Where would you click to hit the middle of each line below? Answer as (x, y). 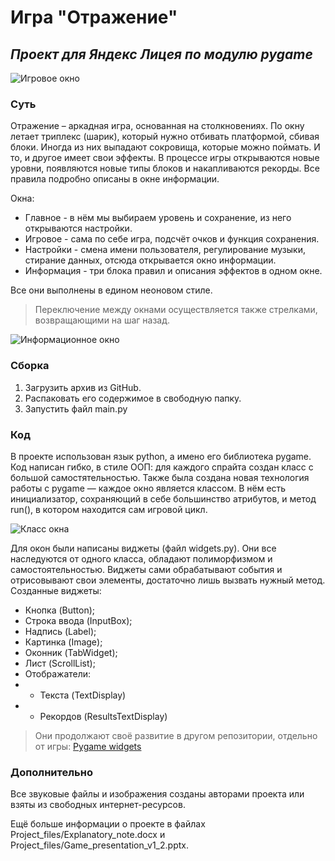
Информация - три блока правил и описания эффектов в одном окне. (173, 271)
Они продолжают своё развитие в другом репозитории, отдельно (176, 735)
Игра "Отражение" (94, 17)
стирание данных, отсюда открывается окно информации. (150, 260)
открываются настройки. (78, 228)
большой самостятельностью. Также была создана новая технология (160, 477)
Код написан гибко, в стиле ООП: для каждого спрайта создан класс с (162, 467)
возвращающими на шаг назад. (102, 320)
